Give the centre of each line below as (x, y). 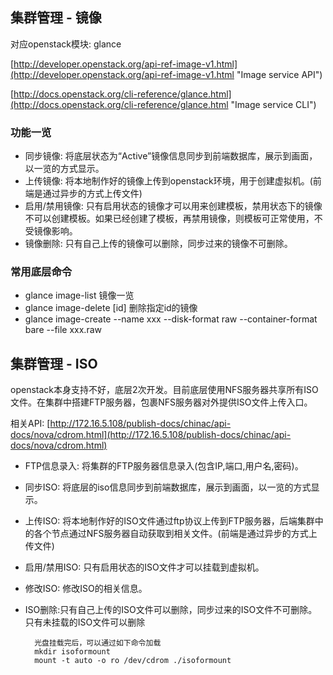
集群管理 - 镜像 (56, 18)
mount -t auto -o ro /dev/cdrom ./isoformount (133, 661)
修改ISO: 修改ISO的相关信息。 (86, 589)
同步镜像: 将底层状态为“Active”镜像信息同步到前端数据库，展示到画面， (171, 156)
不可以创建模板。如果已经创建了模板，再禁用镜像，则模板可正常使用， (169, 219)
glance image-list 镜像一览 (79, 295)
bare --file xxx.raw (63, 330)
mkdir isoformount (72, 652)
